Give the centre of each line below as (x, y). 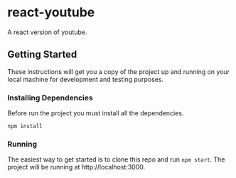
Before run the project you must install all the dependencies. (96, 113)
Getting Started (42, 54)
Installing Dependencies (50, 98)
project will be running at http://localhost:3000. (76, 167)
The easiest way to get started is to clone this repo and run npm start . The (116, 159)
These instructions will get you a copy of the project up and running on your (118, 71)
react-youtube (51, 12)
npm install (25, 126)
